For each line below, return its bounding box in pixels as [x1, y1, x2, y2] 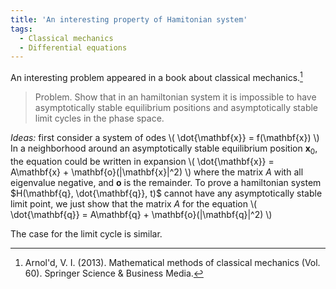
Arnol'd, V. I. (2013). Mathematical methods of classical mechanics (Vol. [24, 256, 321, 268]
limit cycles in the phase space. [34, 112, 165, 124]
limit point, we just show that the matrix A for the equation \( [10, 197, 258, 210]
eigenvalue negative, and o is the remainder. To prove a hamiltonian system [10, 176, 322, 188]
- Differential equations [19, 42, 128, 53]
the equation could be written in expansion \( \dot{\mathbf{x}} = [10, 155, 275, 167]
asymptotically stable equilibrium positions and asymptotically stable [34, 101, 319, 113]
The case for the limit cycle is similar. [10, 227, 163, 240]
